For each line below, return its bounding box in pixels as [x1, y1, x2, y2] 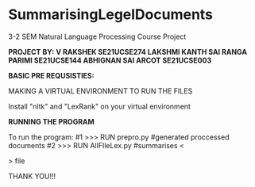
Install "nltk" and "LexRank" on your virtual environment [8, 101, 191, 111]
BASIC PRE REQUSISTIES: [8, 71, 95, 80]
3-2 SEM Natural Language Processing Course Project [8, 32, 187, 41]
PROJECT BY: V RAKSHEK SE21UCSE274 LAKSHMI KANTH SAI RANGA [8, 47, 248, 56]
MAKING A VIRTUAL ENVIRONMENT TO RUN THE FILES [8, 86, 193, 96]
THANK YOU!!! [8, 171, 56, 181]
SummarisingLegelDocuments [8, 6, 213, 24]
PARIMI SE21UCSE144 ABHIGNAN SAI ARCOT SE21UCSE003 [8, 55, 212, 65]
